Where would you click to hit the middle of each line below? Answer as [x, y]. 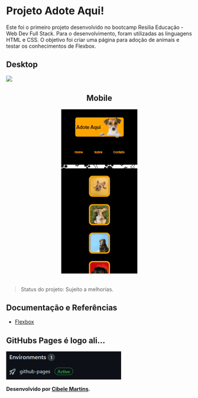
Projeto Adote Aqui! [55, 11]
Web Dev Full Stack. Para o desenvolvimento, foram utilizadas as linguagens [99, 33]
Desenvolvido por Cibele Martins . [48, 389]
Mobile [99, 98]
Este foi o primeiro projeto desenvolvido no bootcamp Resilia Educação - [95, 27]
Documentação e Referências [62, 307]
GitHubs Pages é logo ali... [56, 340]
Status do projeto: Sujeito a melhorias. [67, 289]
